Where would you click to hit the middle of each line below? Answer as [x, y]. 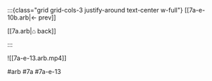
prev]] [47, 17]
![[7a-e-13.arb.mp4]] [37, 58]
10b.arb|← [22, 17]
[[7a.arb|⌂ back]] [32, 31]
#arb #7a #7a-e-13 [34, 72]
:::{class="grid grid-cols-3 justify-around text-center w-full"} [95, 10]
